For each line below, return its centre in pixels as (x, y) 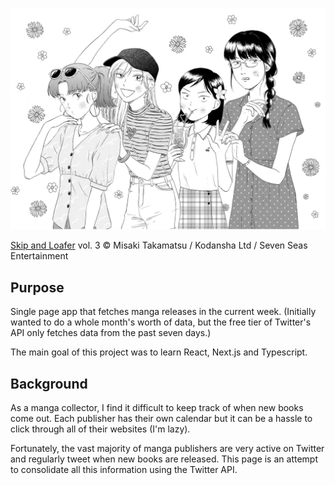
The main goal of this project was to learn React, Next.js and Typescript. (159, 352)
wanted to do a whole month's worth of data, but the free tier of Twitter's (161, 322)
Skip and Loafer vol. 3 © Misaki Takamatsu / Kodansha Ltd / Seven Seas (159, 245)
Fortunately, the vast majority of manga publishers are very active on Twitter (167, 448)
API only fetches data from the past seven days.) (111, 333)
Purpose (37, 287)
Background (49, 383)
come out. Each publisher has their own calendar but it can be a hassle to (161, 418)
